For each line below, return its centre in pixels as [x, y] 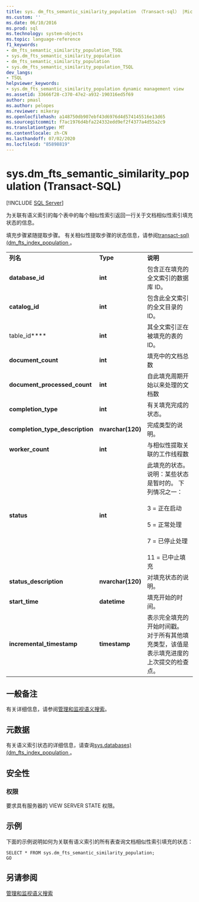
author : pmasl [24, 100]
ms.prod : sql [22, 28]
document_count [33, 360]
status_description [36, 581]
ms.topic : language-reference [44, 39]
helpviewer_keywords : [33, 84]
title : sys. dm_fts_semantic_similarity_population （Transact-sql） [93, 12]
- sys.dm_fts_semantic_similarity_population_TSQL [70, 67]
